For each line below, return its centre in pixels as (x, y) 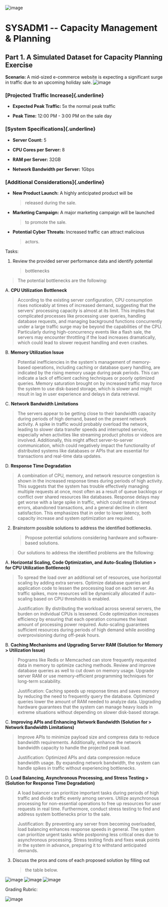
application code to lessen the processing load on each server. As (86, 588)
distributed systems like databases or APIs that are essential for (83, 450)
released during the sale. (51, 203)
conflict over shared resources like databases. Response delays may (88, 497)
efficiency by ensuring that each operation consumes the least (82, 619)
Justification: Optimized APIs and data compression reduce (79, 757)
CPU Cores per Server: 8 (39, 149)
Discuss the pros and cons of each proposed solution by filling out (81, 860)
